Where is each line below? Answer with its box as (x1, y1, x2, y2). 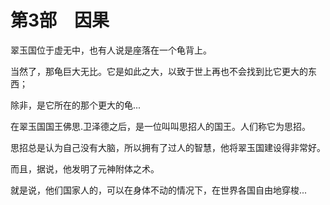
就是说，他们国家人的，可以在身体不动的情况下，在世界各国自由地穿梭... (10, 184, 308, 196)
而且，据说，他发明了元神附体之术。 (10, 162, 160, 175)
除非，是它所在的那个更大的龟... (10, 99, 142, 111)
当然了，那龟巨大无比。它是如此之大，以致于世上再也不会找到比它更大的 (10, 65, 308, 77)
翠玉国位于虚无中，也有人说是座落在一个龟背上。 (10, 44, 212, 56)
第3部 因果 (10, 9, 110, 32)
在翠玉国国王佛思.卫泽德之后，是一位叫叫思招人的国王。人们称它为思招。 (10, 120, 312, 132)
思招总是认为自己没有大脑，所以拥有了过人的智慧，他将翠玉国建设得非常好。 (10, 141, 326, 153)
